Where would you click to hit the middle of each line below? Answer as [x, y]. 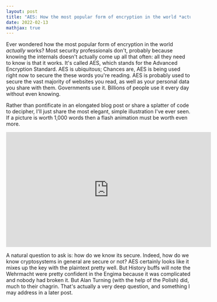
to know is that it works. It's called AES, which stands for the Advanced [92, 63]
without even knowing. [33, 94]
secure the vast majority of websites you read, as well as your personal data [98, 82]
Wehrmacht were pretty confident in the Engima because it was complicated [98, 274]
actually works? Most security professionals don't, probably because [89, 51]
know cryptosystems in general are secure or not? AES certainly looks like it [97, 262]
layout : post [22, 11]
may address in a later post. [39, 293]
